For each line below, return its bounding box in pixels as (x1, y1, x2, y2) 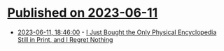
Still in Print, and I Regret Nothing (17, 35, 113, 43)
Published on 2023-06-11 (7, 5, 158, 21)
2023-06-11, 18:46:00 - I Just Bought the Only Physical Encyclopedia (17, 28, 217, 36)
